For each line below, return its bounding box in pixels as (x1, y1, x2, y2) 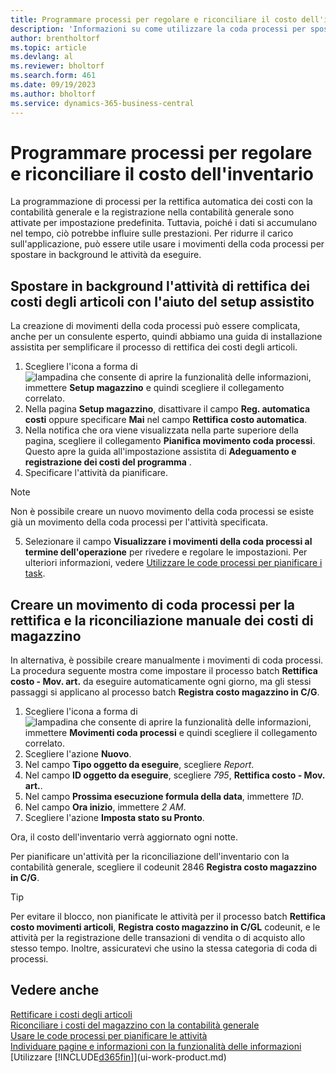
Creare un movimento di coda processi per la (10, 596, 296, 613)
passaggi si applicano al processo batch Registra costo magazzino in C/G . (10, 686, 320, 698)
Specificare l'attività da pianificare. (24, 467, 168, 479)
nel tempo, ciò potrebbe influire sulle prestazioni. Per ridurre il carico (10, 227, 294, 240)
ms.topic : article (10, 42, 87, 53)
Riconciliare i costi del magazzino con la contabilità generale (10, 1019, 260, 1031)
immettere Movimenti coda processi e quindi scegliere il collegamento (24, 727, 318, 739)
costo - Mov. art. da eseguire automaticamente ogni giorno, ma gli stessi (10, 676, 312, 688)
